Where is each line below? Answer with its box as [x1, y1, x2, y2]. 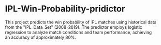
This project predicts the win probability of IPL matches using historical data [5, 19, 157, 25]
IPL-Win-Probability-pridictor [5, 3, 125, 14]
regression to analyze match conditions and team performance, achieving [5, 29, 152, 35]
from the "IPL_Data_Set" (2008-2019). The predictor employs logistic [5, 24, 143, 30]
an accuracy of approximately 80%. [5, 34, 76, 40]
